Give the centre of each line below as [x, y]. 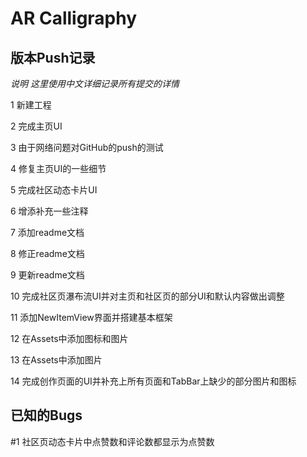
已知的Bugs [46, 415]
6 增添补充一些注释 [49, 211]
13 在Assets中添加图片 [56, 360]
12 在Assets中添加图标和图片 [69, 338]
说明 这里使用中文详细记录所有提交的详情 [95, 83]
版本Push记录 [53, 57]
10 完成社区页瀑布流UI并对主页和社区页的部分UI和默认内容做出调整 [147, 296]
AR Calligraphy [74, 18]
